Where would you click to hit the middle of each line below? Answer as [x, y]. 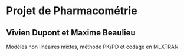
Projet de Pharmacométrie [72, 11]
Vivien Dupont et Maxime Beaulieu [71, 33]
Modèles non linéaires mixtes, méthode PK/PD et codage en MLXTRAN [92, 47]
